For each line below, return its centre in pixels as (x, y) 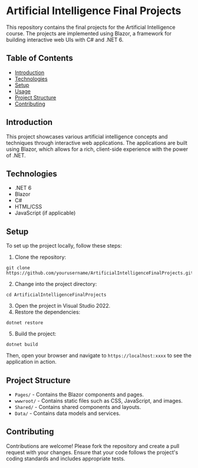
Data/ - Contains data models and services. (67, 413)
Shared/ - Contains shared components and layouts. (78, 407)
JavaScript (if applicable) (45, 213)
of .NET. (16, 155)
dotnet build (22, 345)
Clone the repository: (40, 257)
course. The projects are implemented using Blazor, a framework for (89, 33)
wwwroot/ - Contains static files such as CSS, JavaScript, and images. (98, 401)
